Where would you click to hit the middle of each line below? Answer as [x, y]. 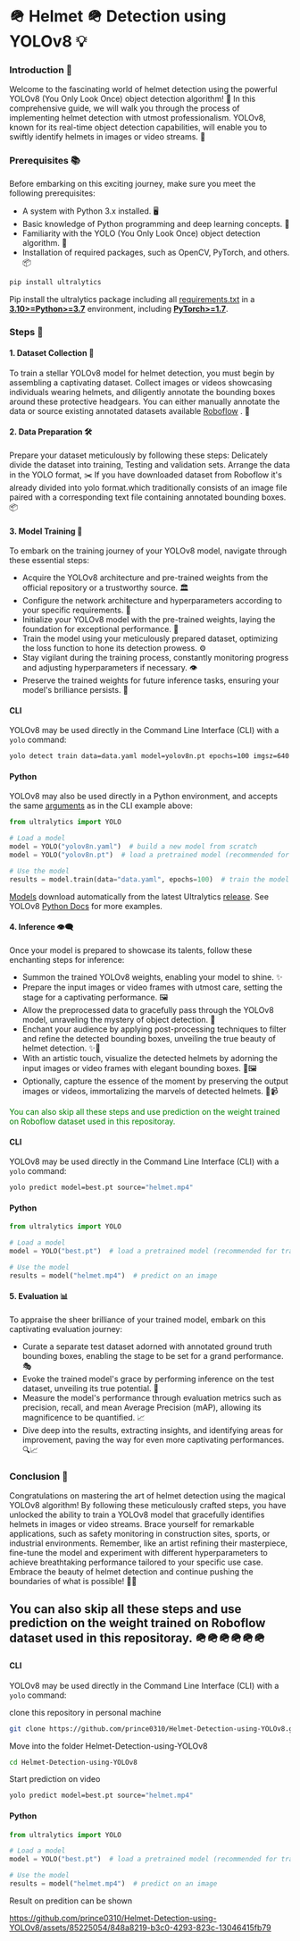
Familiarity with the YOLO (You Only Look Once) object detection [141, 233]
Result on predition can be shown [71, 1901]
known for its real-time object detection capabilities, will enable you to [138, 127]
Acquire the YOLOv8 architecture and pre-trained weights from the [145, 578]
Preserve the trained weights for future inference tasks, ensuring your [150, 680]
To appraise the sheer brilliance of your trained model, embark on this [137, 1320]
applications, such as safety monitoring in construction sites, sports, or [140, 1534]
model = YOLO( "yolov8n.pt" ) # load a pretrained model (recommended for [150, 855]
